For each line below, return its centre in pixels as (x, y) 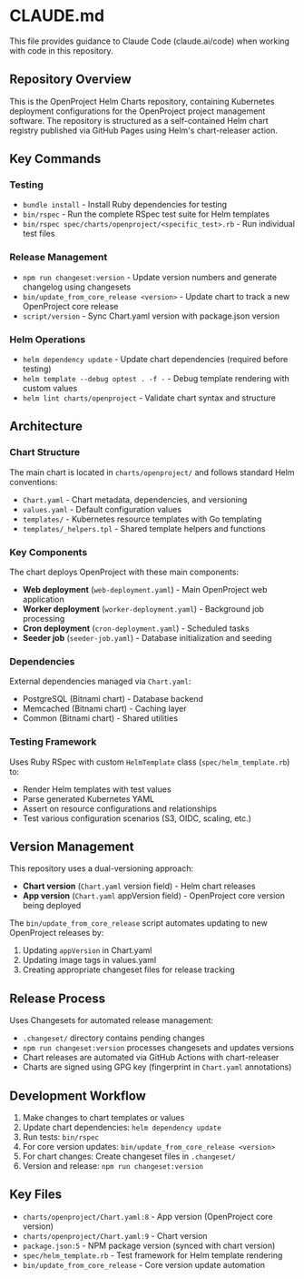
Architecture (46, 426)
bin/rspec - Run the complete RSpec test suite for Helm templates (146, 214)
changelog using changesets (77, 287)
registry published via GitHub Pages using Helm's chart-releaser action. (144, 130)
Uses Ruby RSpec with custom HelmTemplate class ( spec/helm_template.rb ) (150, 762)
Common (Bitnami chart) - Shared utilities (100, 718)
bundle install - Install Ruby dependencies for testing (125, 205)
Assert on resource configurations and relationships (120, 808)
